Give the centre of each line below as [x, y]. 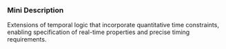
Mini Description [35, 10]
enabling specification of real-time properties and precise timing [99, 32]
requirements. [27, 39]
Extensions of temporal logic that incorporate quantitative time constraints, [113, 25]
